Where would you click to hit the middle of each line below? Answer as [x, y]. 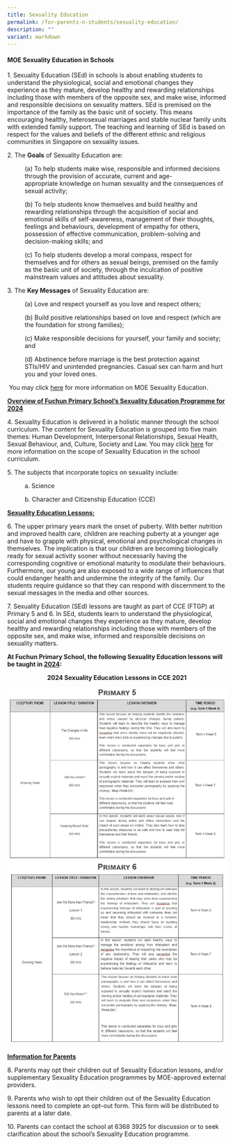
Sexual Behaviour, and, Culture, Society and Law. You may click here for [110, 444]
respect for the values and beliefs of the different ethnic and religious [106, 134]
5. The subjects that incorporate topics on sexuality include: [93, 473]
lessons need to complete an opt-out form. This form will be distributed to [113, 1106]
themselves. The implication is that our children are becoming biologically [113, 548]
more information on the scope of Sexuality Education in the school [104, 452]
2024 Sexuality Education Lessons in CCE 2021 [117, 678]
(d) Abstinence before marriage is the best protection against [112, 359]
